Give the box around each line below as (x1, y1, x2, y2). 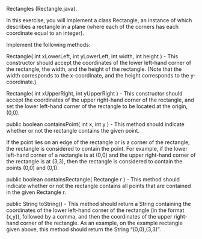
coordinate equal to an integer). (6, 29, 84, 37)
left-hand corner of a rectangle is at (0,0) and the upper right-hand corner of (6, 151, 196, 159)
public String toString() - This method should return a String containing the (6, 201, 191, 207)
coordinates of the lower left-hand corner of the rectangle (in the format (6, 207, 185, 214)
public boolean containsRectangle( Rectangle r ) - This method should (6, 176, 180, 183)
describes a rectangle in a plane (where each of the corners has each (6, 23, 179, 30)
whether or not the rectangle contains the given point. (6, 127, 140, 134)
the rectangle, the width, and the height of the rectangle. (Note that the (6, 65, 182, 73)
